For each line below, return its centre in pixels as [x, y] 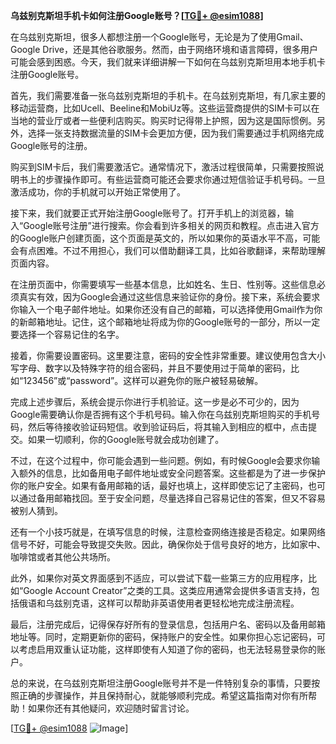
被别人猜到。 [36, 510]
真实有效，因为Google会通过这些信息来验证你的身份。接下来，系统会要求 [169, 297]
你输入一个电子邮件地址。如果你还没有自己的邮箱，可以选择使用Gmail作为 [162, 309]
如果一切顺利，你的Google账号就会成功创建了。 [126, 439]
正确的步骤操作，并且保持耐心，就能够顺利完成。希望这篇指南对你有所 [163, 695]
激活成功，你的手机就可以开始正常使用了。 [98, 192]
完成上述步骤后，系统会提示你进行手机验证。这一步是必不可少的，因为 [155, 402]
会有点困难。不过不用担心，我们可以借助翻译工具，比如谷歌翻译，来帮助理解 [168, 250]
